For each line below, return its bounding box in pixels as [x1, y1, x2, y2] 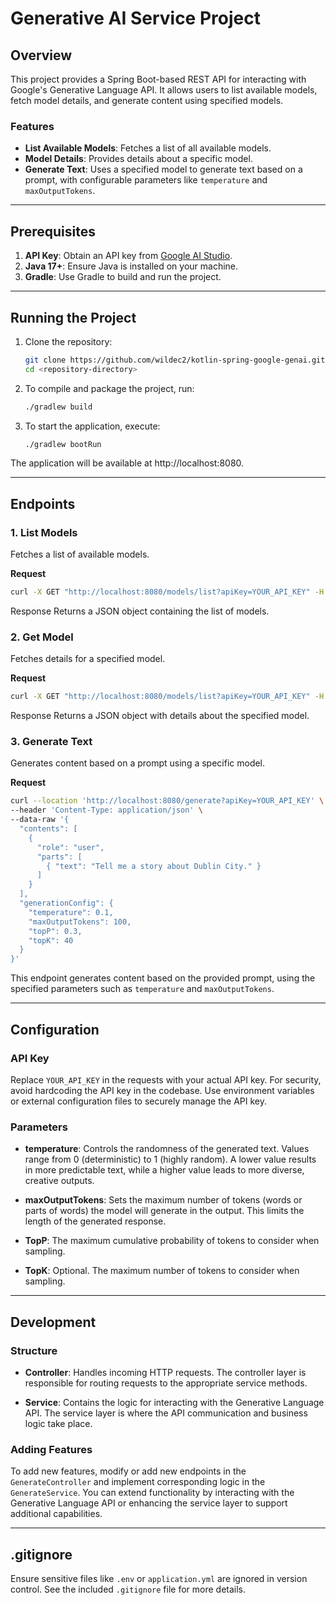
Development [10, 1313, 97, 1331]
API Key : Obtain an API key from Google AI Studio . [24, 250, 233, 262]
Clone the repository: [24, 335, 113, 347]
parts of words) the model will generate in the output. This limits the [24, 1205, 305, 1217]
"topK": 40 [28, 935, 74, 946]
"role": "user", [36, 842, 105, 852]
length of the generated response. [24, 1215, 167, 1227]
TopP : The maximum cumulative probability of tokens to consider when [24, 1235, 320, 1247]
